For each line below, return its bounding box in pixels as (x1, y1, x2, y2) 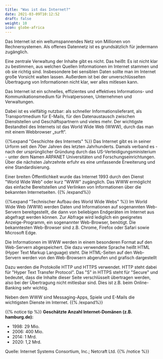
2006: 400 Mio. (12, 329, 44, 335)
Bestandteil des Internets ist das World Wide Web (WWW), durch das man (5, 124, 154, 130)
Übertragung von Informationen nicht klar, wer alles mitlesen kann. (5, 79, 139, 85)
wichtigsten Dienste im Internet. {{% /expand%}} (5, 300, 103, 305)
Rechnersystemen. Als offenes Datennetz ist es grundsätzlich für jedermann (5, 44, 158, 50)
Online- (133, 280, 149, 285)
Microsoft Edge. (5, 230, 37, 236)
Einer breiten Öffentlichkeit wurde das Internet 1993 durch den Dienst (5, 174, 144, 180)
